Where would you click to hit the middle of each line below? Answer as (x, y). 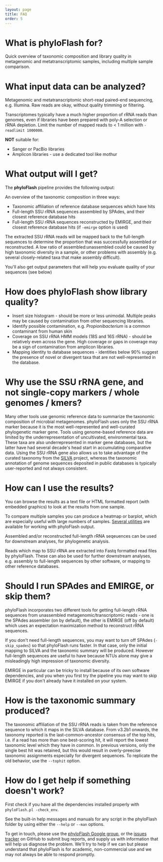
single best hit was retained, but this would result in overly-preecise (73, 750)
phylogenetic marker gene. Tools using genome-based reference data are (79, 432)
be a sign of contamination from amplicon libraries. (63, 347)
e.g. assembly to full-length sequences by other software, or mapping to (78, 561)
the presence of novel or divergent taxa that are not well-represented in (84, 357)
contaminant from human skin (42, 331)
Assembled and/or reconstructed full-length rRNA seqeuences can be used (81, 536)
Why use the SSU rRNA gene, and (74, 382)
